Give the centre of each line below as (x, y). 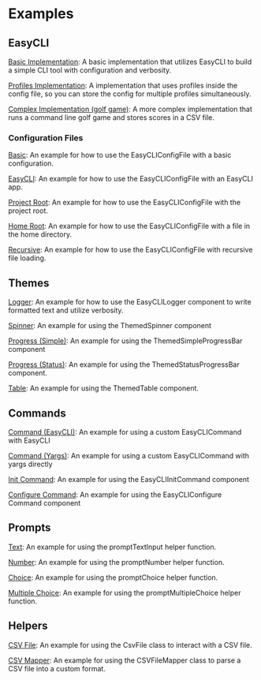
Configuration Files (46, 137)
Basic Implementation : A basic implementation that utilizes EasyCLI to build (130, 62)
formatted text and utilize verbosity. (66, 310)
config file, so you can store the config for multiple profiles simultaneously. (130, 94)
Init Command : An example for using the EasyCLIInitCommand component (129, 479)
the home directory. (40, 234)
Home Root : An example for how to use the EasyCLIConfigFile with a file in (129, 226)
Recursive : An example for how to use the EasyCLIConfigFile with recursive (130, 250)
